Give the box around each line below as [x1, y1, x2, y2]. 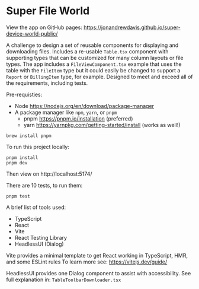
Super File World [6, 4, 90, 18]
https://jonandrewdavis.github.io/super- [84, 24, 181, 31]
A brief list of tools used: [6, 204, 66, 211]
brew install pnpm [6, 132, 52, 139]
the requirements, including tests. [6, 79, 88, 87]
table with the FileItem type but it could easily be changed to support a [6, 66, 181, 74]
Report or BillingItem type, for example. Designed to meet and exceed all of [6, 73, 193, 80]
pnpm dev [6, 160, 28, 166]
